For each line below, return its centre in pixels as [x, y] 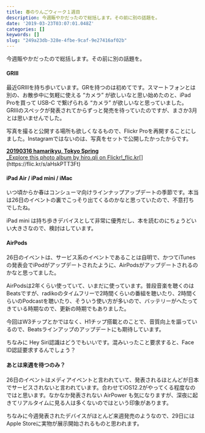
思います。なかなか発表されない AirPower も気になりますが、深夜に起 [110, 395]
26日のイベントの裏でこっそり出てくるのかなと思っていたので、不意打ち [103, 200]
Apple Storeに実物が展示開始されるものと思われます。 [74, 423]
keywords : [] [23, 35]
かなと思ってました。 [33, 273]
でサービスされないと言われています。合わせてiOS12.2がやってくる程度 [95, 387]
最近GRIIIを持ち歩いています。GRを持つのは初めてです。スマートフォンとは [101, 88]
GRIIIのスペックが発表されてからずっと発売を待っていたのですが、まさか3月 [102, 110]
